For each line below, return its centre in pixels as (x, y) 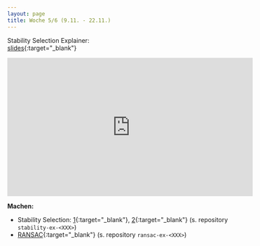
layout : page (26, 14)
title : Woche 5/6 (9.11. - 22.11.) (59, 20)
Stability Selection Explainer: (48, 40)
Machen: (20, 206)
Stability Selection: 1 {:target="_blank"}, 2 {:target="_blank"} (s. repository (123, 219)
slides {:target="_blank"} (42, 48)
